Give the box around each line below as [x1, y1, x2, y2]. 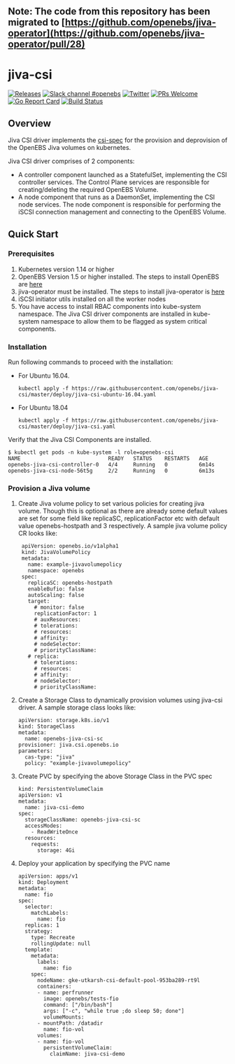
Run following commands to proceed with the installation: [8, 358, 173, 366]
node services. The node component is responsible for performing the [17, 200, 221, 209]
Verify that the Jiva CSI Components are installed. [8, 436, 152, 444]
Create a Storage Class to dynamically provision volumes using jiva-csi [17, 696, 223, 705]
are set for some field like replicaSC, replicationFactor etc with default [17, 514, 220, 523]
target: [27, 598, 50, 605]
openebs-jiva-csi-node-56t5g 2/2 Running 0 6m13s [8, 467, 215, 475]
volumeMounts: [43, 1014, 85, 1021]
